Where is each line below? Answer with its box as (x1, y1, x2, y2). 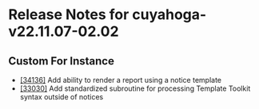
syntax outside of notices (19, 92, 104, 101)
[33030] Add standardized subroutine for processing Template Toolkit (19, 84, 251, 93)
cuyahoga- (131, 6, 207, 24)
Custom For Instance (8, 54, 114, 68)
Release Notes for (8, 6, 129, 24)
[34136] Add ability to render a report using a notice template (19, 76, 222, 84)
